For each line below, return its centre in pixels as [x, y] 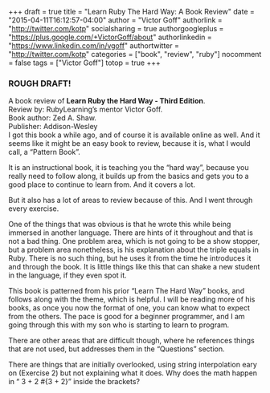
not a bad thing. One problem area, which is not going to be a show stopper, [134, 241]
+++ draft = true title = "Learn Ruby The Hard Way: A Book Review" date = [131, 12]
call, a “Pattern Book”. [44, 152]
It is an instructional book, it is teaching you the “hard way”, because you [129, 168]
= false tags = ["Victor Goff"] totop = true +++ [84, 63]
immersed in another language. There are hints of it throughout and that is [131, 233]
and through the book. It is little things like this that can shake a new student [134, 267]
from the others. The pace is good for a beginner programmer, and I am [127, 317]
